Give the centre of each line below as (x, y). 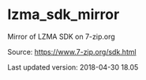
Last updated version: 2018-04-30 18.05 (73, 67)
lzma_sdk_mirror (64, 15)
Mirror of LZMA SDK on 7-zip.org (61, 36)
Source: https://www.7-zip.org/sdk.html (72, 51)
